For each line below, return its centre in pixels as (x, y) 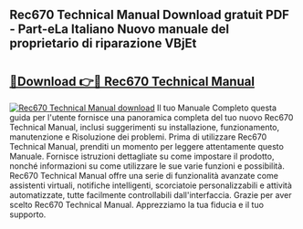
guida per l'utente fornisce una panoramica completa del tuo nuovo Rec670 (151, 117)
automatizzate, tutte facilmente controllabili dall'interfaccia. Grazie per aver (151, 195)
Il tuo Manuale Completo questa (216, 108)
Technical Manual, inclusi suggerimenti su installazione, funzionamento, (145, 127)
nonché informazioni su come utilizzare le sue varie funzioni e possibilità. (147, 166)
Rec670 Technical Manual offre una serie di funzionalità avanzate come (144, 176)
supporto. (28, 214)
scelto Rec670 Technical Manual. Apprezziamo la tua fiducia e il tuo (137, 205)
